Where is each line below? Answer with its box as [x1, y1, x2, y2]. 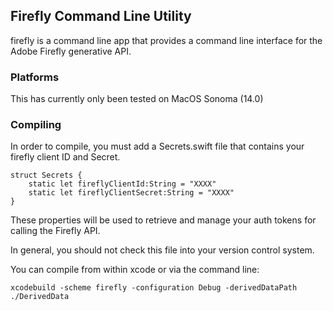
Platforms [10, 70, 60, 84]
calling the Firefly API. [10, 225, 101, 237]
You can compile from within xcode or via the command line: [10, 264, 260, 276]
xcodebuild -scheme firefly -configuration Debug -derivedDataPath [10, 283, 298, 293]
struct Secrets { [10, 170, 83, 181]
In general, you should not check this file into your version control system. [10, 244, 315, 256]
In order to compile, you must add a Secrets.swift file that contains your [10, 140, 305, 153]
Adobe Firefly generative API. [10, 45, 132, 57]
